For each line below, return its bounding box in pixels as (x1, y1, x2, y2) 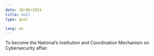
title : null (5, 12, 30, 17)
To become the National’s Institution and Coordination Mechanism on (5, 40, 149, 46)
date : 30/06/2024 (5, 7, 42, 13)
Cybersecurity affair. (5, 45, 48, 51)
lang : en (5, 26, 24, 31)
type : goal (5, 17, 28, 22)
